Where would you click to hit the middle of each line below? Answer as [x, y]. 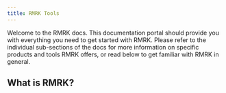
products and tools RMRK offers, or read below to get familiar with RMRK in [113, 54]
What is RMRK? [41, 83]
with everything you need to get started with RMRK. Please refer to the [107, 40]
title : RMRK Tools [33, 13]
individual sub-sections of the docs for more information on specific [103, 47]
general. [19, 61]
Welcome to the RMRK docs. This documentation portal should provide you [113, 33]
